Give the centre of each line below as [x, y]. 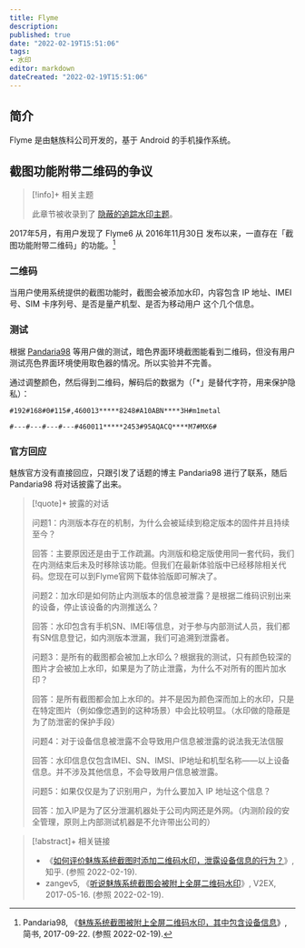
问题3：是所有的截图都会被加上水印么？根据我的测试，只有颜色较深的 [162, 657]
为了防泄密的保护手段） [75, 721]
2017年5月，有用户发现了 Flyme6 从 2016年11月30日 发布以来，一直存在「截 [152, 234]
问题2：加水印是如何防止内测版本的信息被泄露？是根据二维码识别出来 [162, 595]
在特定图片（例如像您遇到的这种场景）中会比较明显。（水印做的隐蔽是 [161, 710]
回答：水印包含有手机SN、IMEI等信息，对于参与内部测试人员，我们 [157, 626]
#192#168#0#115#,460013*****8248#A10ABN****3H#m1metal [115, 410]
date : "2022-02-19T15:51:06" [64, 43]
